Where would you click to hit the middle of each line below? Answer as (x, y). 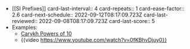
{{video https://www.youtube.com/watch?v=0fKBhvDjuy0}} (94, 40)
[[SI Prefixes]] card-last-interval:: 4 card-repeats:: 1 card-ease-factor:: (98, 9)
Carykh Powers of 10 (46, 34)
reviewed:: (24, 21)
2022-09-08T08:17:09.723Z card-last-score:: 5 (97, 21)
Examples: (24, 27)
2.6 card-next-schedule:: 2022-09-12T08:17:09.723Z (77, 15)
